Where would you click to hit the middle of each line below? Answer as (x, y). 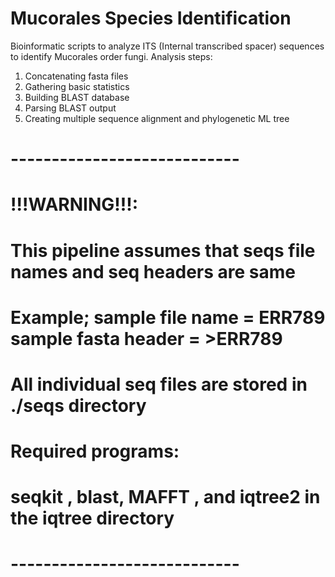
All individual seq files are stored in (159, 384)
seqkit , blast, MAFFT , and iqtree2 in (165, 497)
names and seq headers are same (153, 271)
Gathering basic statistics (77, 86)
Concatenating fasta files (76, 76)
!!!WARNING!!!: (74, 204)
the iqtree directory (92, 518)
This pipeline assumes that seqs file (163, 250)
